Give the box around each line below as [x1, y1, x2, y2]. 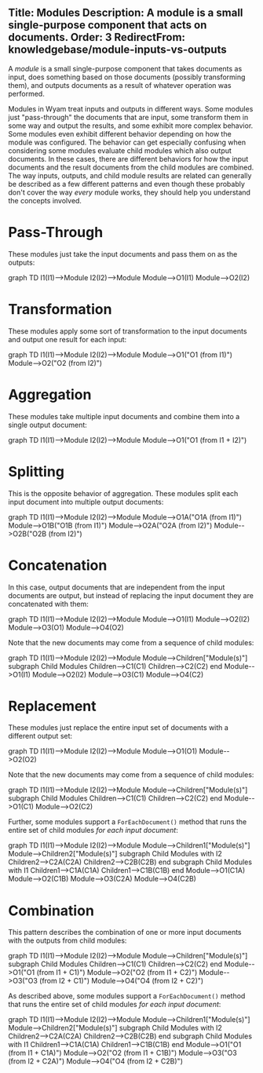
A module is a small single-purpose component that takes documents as [8, 64, 243, 73]
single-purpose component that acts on [8, 19, 207, 32]
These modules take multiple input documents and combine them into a [8, 411, 240, 421]
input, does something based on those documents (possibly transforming [8, 72, 246, 82]
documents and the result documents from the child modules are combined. [8, 162, 254, 172]
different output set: [8, 732, 73, 741]
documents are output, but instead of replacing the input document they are [8, 590, 254, 600]
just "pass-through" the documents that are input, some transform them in [8, 112, 249, 122]
